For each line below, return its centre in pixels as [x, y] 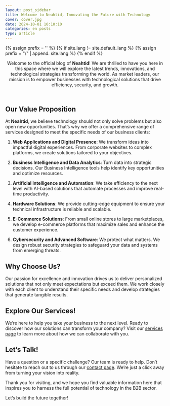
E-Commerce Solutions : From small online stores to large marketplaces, [88, 219]
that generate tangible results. [37, 295]
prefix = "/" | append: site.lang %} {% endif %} [54, 53]
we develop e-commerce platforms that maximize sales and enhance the [89, 224]
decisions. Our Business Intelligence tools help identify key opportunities [88, 168]
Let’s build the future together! [37, 398]
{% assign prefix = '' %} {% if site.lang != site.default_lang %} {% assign [81, 48]
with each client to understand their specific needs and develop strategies [83, 289]
